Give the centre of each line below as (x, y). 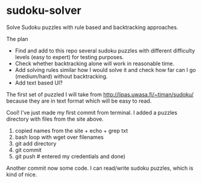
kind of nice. (22, 174)
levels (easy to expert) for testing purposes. (69, 57)
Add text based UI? (39, 83)
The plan (17, 39)
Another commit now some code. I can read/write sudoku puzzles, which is (100, 168)
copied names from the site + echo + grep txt (71, 130)
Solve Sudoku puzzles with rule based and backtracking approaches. (92, 27)
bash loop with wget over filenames (59, 137)
